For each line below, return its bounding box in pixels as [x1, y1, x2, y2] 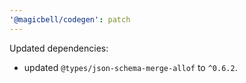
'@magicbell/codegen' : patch [9, 14, 131, 25]
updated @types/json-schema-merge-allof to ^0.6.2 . [23, 61, 238, 73]
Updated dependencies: [9, 42, 109, 54]
